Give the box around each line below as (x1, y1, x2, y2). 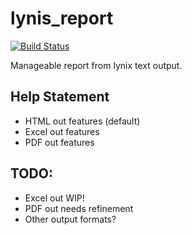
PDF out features (24, 136, 95, 148)
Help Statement (10, 88, 110, 106)
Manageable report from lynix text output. (10, 59, 183, 71)
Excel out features (24, 125, 100, 137)
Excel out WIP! (24, 192, 85, 204)
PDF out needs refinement (24, 202, 134, 214)
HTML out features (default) (24, 115, 141, 127)
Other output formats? (24, 213, 117, 225)
